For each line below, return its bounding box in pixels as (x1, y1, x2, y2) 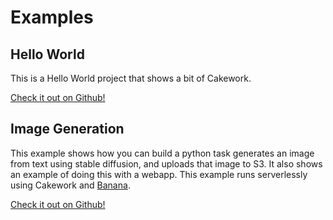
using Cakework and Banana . (10, 179, 131, 191)
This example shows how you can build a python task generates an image (10, 147, 315, 159)
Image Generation (10, 121, 125, 138)
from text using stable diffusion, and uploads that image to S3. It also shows (10, 157, 323, 170)
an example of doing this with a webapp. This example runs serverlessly (10, 168, 308, 180)
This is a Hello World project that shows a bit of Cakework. (10, 72, 252, 84)
